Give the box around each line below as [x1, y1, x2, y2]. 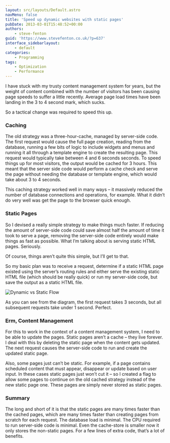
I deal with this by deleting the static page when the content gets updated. [5, 339, 161, 345]
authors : [5, 26, 24, 32]
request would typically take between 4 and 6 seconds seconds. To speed [5, 155, 161, 161]
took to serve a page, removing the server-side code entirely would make [5, 232, 159, 238]
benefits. [5, 433, 24, 439]
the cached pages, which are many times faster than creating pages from [5, 411, 159, 418]
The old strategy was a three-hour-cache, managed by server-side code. [5, 133, 158, 140]
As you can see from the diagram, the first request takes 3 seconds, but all [5, 299, 161, 305]
